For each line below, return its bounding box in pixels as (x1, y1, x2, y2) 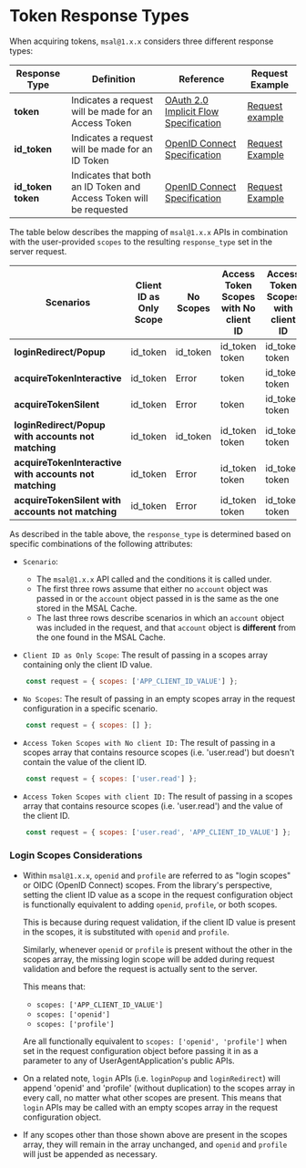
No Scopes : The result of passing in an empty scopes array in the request (22, 693, 296, 704)
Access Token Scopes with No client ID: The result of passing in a (22, 737, 276, 748)
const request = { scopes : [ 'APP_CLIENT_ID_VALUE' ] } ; (25, 677, 239, 686)
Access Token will (71, 191, 148, 204)
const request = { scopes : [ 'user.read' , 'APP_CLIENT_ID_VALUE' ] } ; (25, 827, 291, 837)
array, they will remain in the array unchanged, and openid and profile (22, 1139, 288, 1150)
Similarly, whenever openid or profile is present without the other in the (22, 944, 293, 955)
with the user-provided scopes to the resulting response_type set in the (9, 236, 273, 247)
